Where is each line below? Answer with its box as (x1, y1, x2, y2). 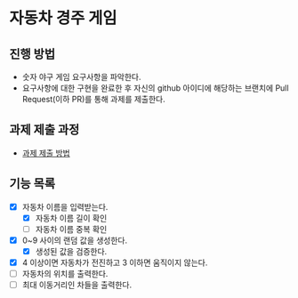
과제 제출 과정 (9, 122, 80, 138)
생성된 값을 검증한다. (35, 246, 108, 256)
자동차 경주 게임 (9, 8, 117, 28)
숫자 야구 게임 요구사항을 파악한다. (21, 72, 141, 82)
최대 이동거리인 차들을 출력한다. (21, 279, 132, 290)
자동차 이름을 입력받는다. (21, 201, 109, 212)
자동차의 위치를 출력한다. (21, 269, 109, 278)
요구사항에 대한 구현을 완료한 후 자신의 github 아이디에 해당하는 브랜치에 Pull (21, 83, 289, 93)
